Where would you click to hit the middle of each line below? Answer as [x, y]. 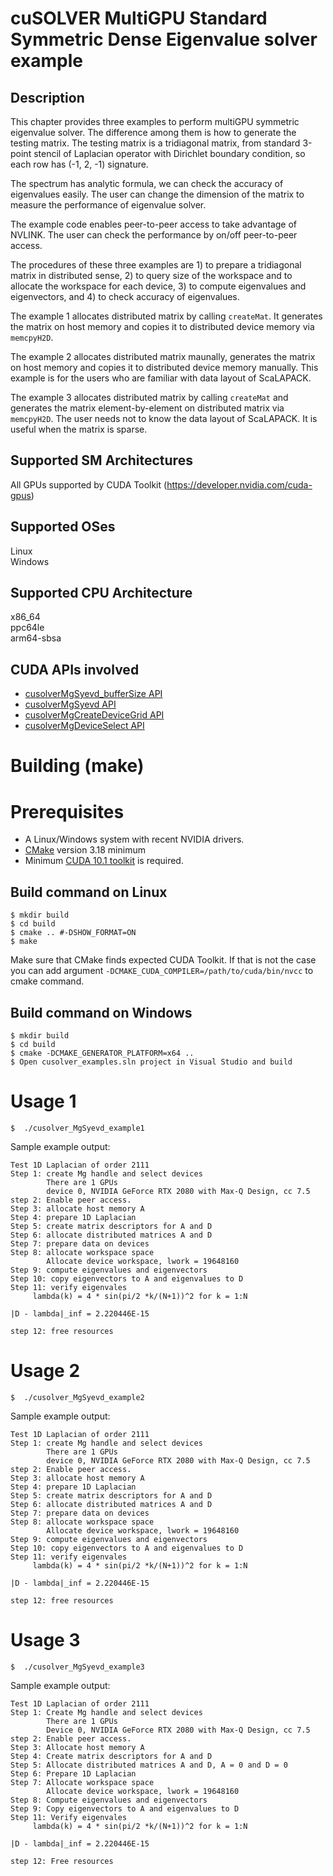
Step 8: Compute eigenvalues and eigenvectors [109, 1800]
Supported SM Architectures [101, 460]
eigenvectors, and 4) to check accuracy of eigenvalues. [125, 296]
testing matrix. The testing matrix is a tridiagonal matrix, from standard [155, 143]
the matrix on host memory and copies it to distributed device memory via [162, 326]
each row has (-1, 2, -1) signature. [79, 164]
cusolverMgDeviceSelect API [84, 726]
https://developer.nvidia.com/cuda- [239, 484]
